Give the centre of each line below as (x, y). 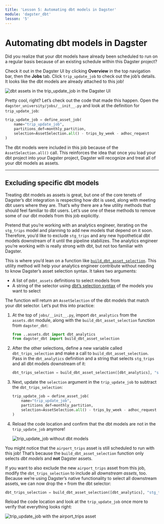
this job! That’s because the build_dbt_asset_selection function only (74, 453)
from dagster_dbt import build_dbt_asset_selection (66, 339)
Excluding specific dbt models (52, 183)
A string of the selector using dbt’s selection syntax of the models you (82, 285)
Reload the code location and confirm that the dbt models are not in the (84, 424)
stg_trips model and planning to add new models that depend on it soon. (79, 230)
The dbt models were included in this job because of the (62, 147)
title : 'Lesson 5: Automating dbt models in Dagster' (61, 10)
